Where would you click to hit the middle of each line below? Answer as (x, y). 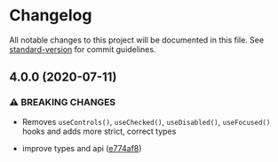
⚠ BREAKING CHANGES (63, 103)
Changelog (51, 15)
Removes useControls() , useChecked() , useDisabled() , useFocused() (146, 121)
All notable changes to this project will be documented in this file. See (137, 40)
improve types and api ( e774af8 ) (82, 148)
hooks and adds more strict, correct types (99, 131)
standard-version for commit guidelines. (83, 49)
